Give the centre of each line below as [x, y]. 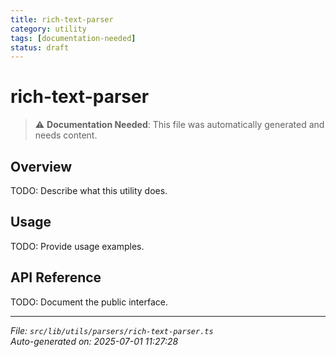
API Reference [56, 277]
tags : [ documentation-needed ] [73, 38]
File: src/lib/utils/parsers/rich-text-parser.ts [112, 330]
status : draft [40, 47]
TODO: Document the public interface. [89, 302]
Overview [41, 166]
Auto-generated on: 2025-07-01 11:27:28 [94, 341]
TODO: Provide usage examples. [77, 246]
